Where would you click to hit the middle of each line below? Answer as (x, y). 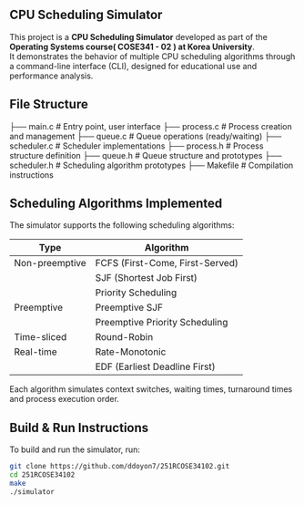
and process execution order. (65, 399)
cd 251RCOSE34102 (42, 475)
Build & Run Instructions (79, 428)
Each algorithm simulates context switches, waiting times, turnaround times (151, 389)
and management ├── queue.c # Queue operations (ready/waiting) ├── (146, 136)
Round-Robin (124, 337)
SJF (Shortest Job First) (147, 278)
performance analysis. (51, 76)
